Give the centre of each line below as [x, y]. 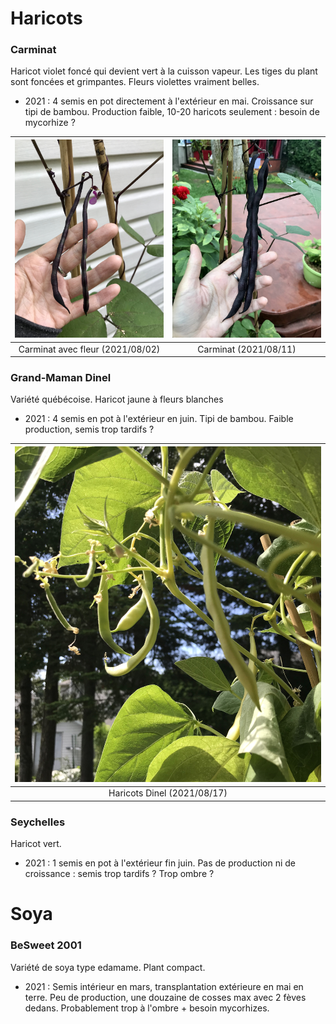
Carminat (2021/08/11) [247, 349]
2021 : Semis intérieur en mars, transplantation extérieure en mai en [164, 986]
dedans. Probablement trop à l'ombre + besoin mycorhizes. [147, 1008]
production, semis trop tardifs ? [89, 429]
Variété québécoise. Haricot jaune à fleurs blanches [117, 399]
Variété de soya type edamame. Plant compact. [108, 967]
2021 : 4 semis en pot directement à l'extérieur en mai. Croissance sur [169, 101]
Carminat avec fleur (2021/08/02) [89, 349]
